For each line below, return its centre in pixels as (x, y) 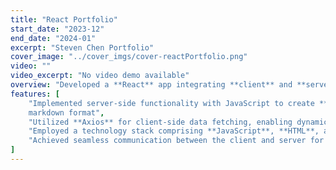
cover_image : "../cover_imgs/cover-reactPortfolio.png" (129, 57)
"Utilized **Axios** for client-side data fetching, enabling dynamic (178, 122)
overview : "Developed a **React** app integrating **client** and (151, 85)
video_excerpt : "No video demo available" (100, 76)
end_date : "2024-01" (53, 38)
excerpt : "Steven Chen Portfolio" (82, 47)
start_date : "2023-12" (57, 29)
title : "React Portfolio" (64, 19)
